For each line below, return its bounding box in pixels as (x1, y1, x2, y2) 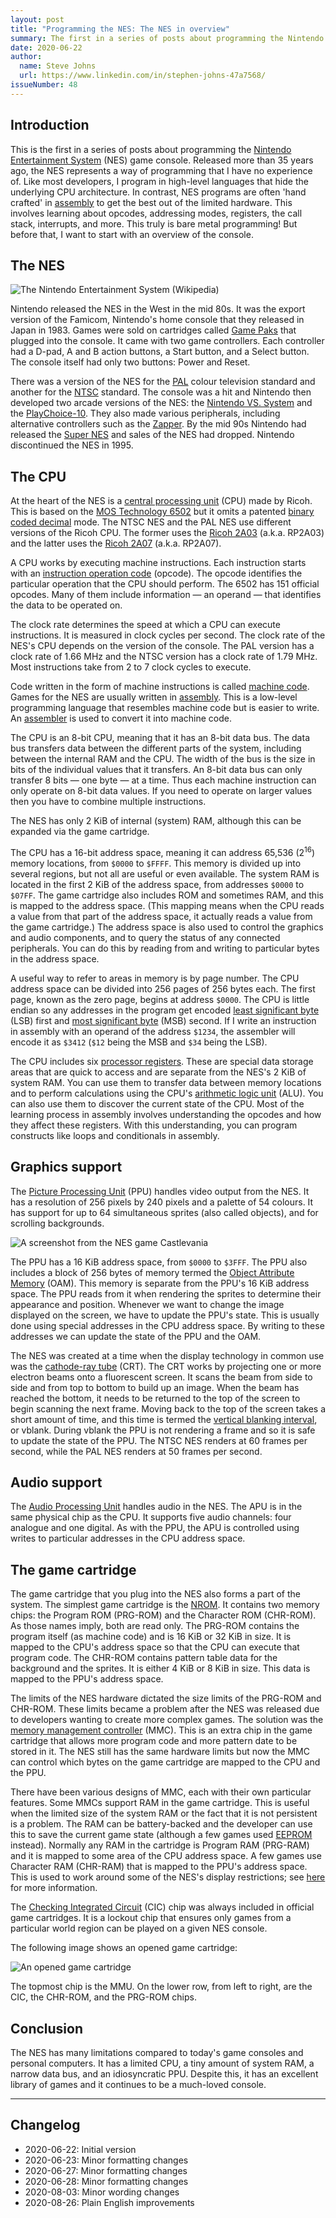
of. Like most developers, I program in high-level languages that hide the (10, 175, 309, 187)
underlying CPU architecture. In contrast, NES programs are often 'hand (10, 186, 307, 198)
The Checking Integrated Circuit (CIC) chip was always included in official (10, 1901, 315, 1913)
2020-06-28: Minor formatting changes (24, 2175, 189, 2187)
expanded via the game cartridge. (10, 826, 150, 838)
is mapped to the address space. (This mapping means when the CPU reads (10, 899, 325, 911)
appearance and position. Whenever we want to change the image (10, 1298, 285, 1310)
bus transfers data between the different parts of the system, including (10, 742, 302, 755)
